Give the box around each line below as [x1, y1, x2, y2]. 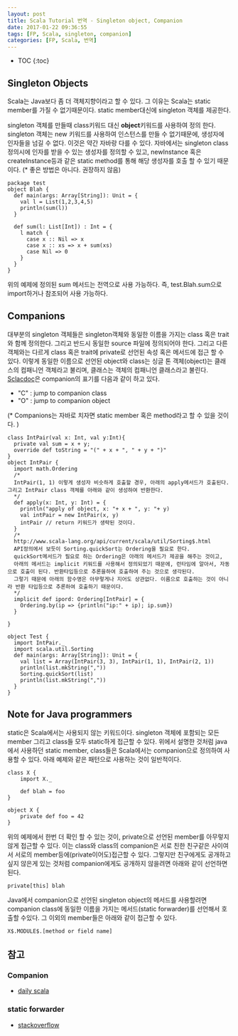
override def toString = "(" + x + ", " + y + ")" [13, 446, 167, 454]
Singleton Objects [7, 77, 89, 89]
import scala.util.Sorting [13, 645, 94, 652]
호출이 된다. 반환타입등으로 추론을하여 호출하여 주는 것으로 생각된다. [20, 567, 195, 575]
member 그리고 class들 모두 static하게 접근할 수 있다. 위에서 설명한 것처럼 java [7, 737, 227, 745]
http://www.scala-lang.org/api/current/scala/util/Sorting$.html [13, 538, 212, 545]
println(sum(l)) [20, 204, 69, 211]
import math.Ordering [13, 465, 78, 472]
